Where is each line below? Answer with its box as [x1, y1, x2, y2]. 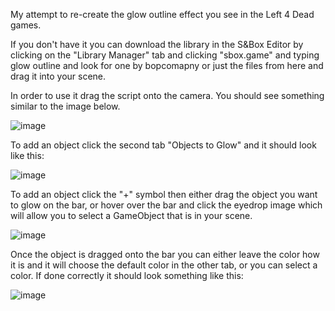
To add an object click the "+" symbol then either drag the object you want [10, 189, 318, 200]
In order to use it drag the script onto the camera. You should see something [10, 90, 325, 101]
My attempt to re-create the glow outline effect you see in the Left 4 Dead [10, 9, 315, 20]
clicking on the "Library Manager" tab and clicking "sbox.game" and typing [10, 49, 320, 61]
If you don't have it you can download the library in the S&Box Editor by [10, 39, 304, 50]
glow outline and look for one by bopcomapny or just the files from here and [10, 60, 324, 71]
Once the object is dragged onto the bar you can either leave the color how [10, 249, 320, 260]
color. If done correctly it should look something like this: [10, 270, 244, 281]
